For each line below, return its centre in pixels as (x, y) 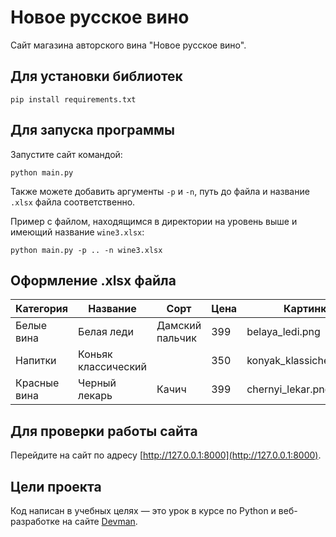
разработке (35, 521)
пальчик (176, 338)
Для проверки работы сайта (104, 431)
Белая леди (106, 332)
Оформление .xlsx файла (93, 280)
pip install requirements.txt (73, 99)
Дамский (179, 326)
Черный (97, 383)
